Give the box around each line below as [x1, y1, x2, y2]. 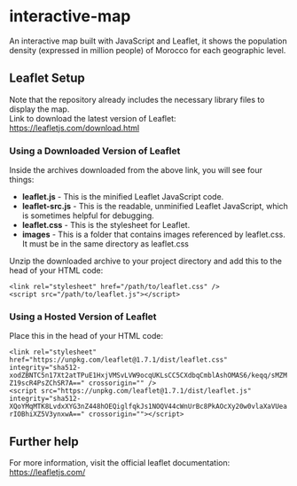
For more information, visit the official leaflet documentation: [9, 458, 231, 468]
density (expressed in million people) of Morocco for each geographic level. [9, 44, 286, 55]
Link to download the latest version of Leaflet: [9, 113, 176, 123]
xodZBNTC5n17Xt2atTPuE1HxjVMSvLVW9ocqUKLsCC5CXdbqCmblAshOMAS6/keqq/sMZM [9, 371, 288, 380]
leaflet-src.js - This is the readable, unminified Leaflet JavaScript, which [21, 201, 288, 212]
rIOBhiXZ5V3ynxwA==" [9, 410, 86, 419]
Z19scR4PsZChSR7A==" [9, 379, 86, 388]
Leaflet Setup [9, 71, 86, 86]
